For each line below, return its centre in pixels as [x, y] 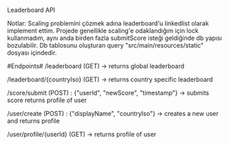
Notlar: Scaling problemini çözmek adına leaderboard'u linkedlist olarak [108, 23]
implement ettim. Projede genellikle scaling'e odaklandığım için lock [103, 31]
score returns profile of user [47, 100]
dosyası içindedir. [32, 52]
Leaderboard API [31, 10]
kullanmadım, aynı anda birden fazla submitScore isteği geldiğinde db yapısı [115, 38]
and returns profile [33, 121]
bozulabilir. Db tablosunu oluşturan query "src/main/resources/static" [106, 45]
